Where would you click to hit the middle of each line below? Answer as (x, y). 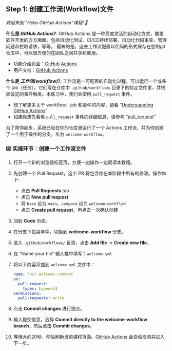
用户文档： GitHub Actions (41, 70)
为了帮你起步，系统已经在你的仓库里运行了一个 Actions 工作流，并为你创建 (85, 127)
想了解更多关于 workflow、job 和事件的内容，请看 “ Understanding (83, 105)
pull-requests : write (41, 298)
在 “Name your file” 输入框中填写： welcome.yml (63, 254)
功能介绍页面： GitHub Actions (45, 64)
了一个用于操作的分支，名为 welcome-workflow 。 (56, 134)
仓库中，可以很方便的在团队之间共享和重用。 (53, 52)
